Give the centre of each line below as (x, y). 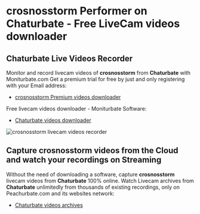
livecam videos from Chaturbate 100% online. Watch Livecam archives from (100, 181)
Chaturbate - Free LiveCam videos (93, 24)
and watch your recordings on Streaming (84, 160)
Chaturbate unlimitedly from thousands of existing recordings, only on (93, 187)
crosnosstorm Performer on (77, 11)
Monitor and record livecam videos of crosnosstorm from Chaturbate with (99, 73)
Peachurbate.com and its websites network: (60, 193)
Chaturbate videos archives (49, 205)
